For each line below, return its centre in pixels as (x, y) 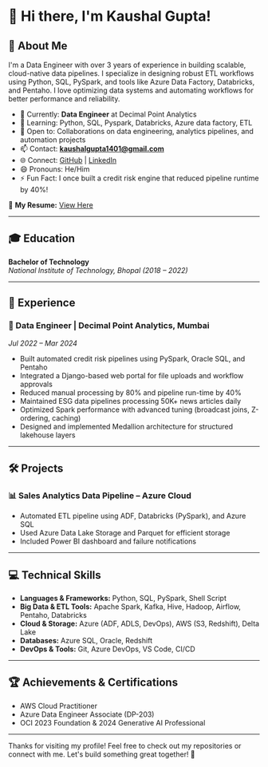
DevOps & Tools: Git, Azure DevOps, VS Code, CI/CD (107, 649)
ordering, (35, 417)
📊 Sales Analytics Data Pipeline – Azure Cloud (100, 496)
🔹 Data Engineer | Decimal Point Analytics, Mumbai (109, 326)
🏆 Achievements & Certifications (93, 683)
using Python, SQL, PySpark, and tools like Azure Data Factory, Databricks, (132, 82)
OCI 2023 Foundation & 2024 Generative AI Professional (112, 722)
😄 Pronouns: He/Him (55, 169)
